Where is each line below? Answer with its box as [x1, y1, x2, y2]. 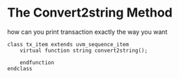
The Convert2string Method [7, 5, 173, 21]
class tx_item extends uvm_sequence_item [7, 41, 130, 48]
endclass [7, 65, 33, 72]
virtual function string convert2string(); [20, 47, 148, 54]
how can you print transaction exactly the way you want [7, 28, 168, 36]
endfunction [20, 59, 54, 66]
